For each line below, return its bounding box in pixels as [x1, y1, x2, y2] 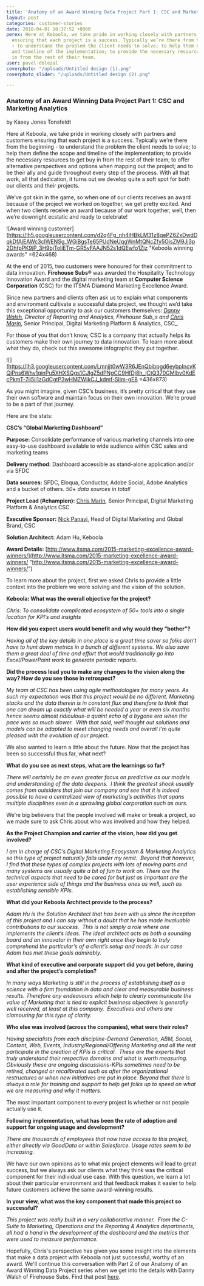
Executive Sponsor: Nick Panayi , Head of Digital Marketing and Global [6, 515, 183, 523]
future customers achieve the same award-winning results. [6, 1185, 154, 1193]
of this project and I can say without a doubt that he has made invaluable [6, 916, 191, 924]
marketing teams [6, 448, 49, 456]
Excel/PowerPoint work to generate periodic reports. [6, 656, 138, 663]
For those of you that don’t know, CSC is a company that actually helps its [6, 331, 191, 339]
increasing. [6, 1148, 35, 1155]
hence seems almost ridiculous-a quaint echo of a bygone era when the [6, 712, 187, 719]
